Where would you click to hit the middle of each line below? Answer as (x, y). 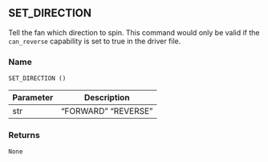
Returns (24, 136)
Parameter (33, 98)
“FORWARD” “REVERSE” (107, 111)
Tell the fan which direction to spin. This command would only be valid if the (134, 32)
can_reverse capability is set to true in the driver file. (95, 41)
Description (107, 98)
